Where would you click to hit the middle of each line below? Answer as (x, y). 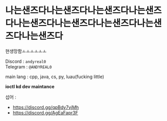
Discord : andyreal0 (26, 61)
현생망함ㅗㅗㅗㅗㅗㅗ (26, 51)
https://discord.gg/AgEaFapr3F (45, 112)
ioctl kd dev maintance (30, 86)
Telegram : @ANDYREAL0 (29, 66)
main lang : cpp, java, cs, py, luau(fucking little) (55, 77)
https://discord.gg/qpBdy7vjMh (46, 107)
